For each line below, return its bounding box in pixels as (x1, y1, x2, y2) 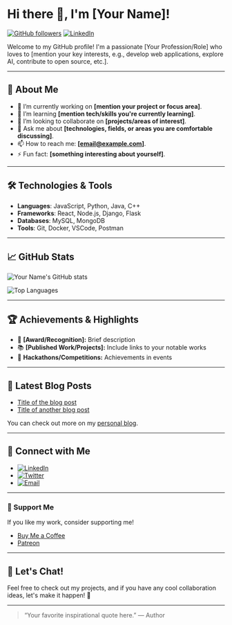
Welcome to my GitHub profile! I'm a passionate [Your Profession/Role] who (7, 42, 222, 51)
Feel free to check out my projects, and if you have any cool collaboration (7, 583, 216, 592)
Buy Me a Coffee (17, 532, 66, 540)
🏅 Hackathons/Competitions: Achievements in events (17, 353, 173, 362)
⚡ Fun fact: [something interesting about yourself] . (17, 150, 166, 158)
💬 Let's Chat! (7, 565, 64, 577)
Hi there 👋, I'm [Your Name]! (7, 6, 171, 22)
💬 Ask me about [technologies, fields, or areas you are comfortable (17, 124, 213, 132)
